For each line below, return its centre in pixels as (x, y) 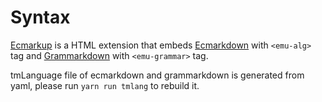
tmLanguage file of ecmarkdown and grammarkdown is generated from (157, 75)
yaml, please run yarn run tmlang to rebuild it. (105, 85)
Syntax (40, 17)
